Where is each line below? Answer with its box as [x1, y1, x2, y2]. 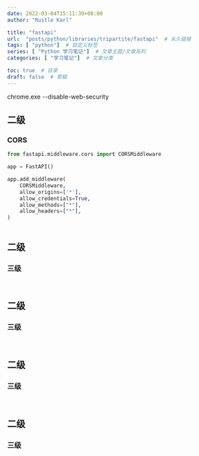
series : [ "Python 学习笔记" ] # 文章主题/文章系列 [7, 48, 146, 55]
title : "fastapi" [7, 29, 57, 36]
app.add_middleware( [7, 176, 67, 183]
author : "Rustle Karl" [7, 17, 72, 23]
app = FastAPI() [7, 163, 54, 170]
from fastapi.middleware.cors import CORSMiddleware [7, 151, 162, 158]
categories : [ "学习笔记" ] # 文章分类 [7, 54, 114, 62]
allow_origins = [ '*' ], [19, 188, 81, 195]
